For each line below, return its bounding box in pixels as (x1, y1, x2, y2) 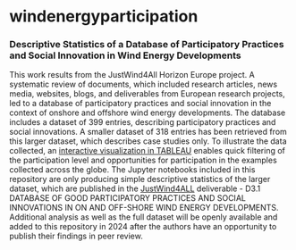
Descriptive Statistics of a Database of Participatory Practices (9, 38, 284, 51)
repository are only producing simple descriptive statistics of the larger (9, 174, 271, 185)
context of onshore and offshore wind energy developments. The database (9, 107, 286, 118)
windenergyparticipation (9, 6, 199, 27)
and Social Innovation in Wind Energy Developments (9, 49, 241, 62)
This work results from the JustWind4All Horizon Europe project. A (9, 70, 255, 80)
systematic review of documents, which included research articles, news (9, 79, 278, 90)
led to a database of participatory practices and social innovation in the (9, 98, 272, 109)
